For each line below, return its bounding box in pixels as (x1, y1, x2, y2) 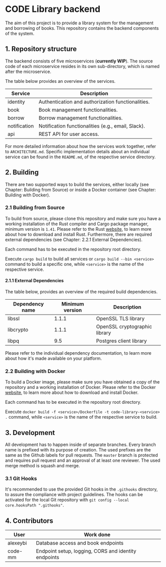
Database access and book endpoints (36, 540, 124, 547)
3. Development (5, 428, 55, 437)
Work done (83, 531, 111, 538)
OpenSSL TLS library (96, 315, 145, 322)
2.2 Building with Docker (5, 368, 66, 375)
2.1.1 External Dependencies (5, 278, 64, 284)
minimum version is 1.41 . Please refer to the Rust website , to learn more (5, 226, 152, 232)
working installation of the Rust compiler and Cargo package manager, (5, 221, 149, 227)
